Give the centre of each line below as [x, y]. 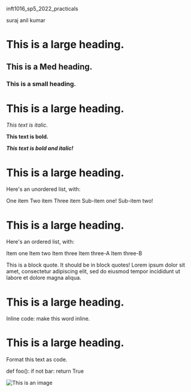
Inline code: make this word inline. [48, 319]
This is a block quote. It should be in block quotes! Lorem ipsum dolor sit [96, 265]
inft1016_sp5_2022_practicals [43, 9]
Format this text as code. [37, 360]
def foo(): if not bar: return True [45, 371]
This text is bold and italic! [40, 148]
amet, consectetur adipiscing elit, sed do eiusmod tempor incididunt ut [93, 271]
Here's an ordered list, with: [40, 242]
